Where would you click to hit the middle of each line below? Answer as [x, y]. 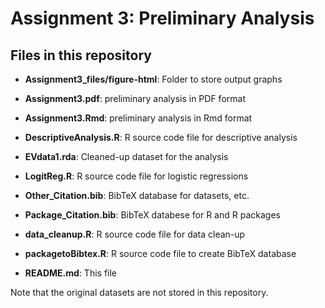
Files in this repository [81, 55]
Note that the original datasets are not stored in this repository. [139, 292]
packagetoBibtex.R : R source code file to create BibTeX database [160, 253]
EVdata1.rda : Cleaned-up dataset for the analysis [126, 156]
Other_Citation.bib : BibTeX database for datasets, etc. [137, 195]
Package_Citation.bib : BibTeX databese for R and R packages [152, 215]
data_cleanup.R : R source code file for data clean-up [135, 234]
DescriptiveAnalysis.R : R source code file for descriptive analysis [161, 137]
